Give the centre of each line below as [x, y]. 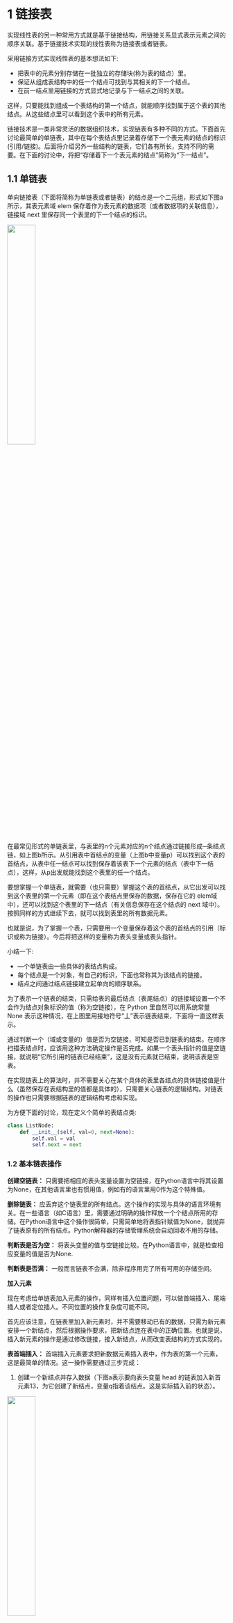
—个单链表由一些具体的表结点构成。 [69, 966]
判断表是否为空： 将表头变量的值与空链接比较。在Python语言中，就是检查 [112, 1245]
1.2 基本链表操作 [34, 1164]
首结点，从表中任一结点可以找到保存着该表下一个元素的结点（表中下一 [107, 863]
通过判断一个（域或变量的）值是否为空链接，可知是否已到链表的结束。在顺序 [116, 1039]
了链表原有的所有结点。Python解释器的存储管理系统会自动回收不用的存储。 [114, 1230]
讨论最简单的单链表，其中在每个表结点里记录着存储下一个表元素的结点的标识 [116, 137]
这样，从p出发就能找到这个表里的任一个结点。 [88, 872]
